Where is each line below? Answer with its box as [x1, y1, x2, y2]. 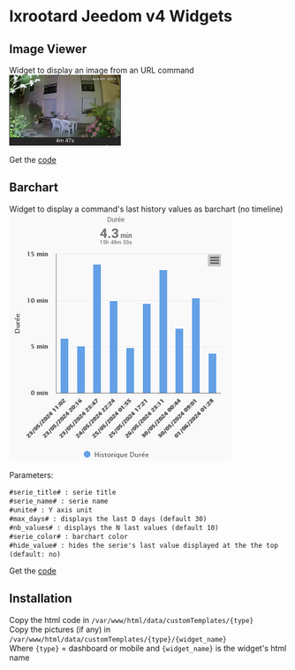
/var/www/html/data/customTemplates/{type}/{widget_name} [9, 635, 227, 643]
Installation [9, 591, 72, 606]
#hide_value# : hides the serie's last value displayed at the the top [9, 541, 278, 550]
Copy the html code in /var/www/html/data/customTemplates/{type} [9, 614, 254, 625]
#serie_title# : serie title [9, 488, 117, 497]
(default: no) [9, 550, 62, 558]
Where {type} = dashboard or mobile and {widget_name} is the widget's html [9, 643, 287, 653]
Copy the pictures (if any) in [9, 624, 111, 635]
